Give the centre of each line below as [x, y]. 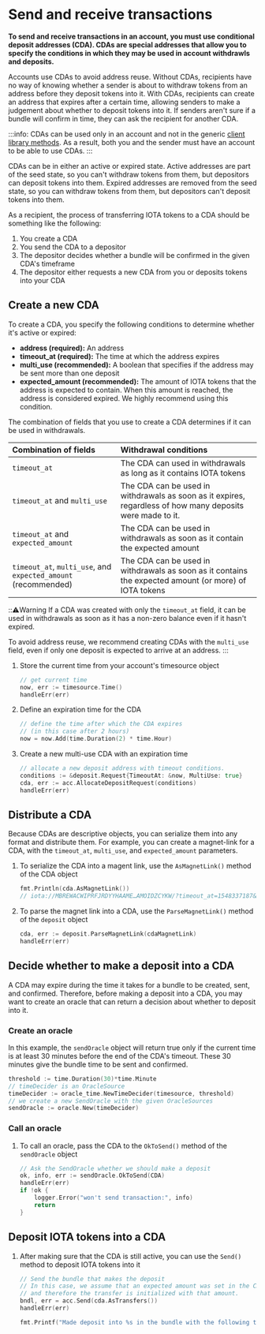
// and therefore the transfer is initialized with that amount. [129, 1294]
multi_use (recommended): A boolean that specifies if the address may [136, 364]
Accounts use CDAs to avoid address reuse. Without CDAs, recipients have [130, 77]
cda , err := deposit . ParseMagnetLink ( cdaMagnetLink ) [108, 934]
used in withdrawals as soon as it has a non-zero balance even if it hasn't [127, 618]
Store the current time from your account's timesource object [119, 665]
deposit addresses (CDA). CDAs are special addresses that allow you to [127, 44]
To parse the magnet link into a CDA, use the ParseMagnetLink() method [136, 911]
